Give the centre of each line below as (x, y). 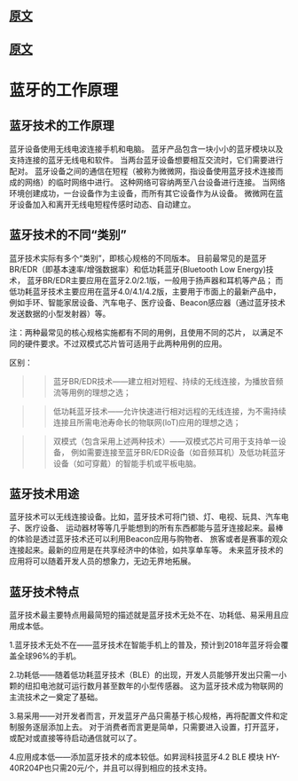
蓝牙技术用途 (44, 494)
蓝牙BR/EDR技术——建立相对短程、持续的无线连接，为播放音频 (168, 381)
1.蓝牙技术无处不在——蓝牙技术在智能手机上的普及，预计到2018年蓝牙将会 (145, 645)
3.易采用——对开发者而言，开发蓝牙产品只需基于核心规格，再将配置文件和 (145, 716)
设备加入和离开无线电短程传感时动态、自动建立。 (106, 204)
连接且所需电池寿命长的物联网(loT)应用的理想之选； (147, 422)
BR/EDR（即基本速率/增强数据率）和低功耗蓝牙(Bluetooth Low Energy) (137, 269)
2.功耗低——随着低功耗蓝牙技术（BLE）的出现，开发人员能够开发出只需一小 (148, 675)
